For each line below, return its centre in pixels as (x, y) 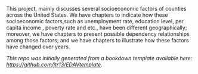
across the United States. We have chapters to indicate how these (87, 15)
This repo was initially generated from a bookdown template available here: (99, 58)
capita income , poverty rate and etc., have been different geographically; (97, 27)
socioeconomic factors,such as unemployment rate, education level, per (95, 21)
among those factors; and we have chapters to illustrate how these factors (98, 40)
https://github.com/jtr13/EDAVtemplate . (54, 64)
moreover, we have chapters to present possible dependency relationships (98, 34)
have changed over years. (38, 47)
